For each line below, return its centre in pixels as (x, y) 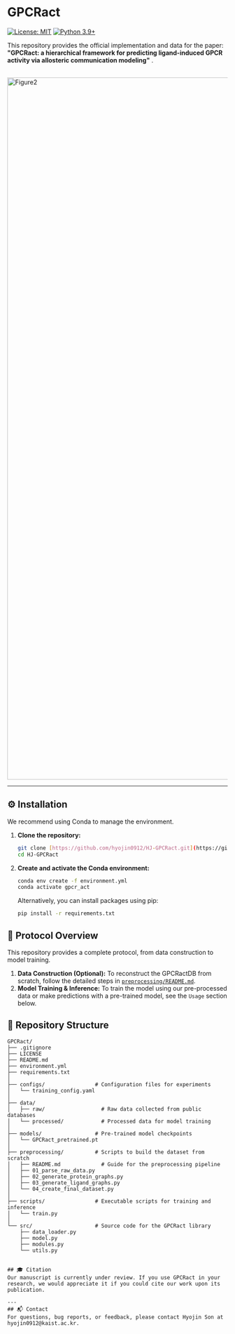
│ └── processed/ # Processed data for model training (109, 1121)
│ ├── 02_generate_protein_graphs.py (65, 1177)
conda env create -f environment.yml (72, 881)
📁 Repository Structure (58, 1025)
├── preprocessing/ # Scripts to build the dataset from (106, 1152)
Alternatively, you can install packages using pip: (88, 901)
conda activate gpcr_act (54, 887)
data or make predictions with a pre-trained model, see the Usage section (122, 996)
